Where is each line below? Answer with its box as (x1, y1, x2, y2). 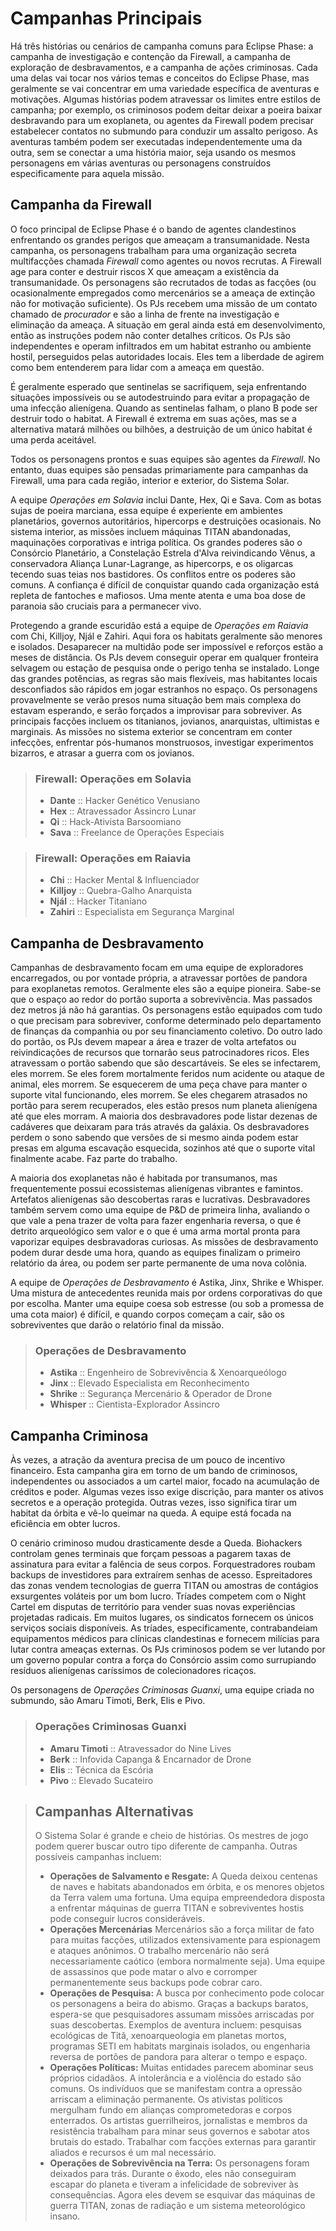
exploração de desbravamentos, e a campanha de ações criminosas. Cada (10, 61, 318, 73)
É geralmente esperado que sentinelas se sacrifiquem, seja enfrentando (10, 380, 307, 392)
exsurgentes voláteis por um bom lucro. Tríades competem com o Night (10, 1590, 307, 1602)
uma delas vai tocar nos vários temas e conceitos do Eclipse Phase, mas (10, 72, 310, 84)
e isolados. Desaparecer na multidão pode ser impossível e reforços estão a (10, 640, 324, 652)
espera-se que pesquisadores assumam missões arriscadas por (49, 2008, 315, 2021)
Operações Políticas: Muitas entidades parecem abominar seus (49, 2062, 314, 2074)
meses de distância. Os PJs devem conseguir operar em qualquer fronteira (10, 651, 319, 663)
